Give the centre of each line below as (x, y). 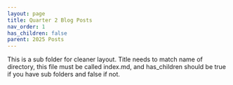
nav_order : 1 (26, 26)
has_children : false (38, 33)
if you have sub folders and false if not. (64, 75)
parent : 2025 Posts (36, 40)
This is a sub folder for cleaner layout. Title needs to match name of (105, 59)
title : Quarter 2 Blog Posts (50, 20)
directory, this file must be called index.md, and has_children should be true (117, 67)
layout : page (26, 14)
